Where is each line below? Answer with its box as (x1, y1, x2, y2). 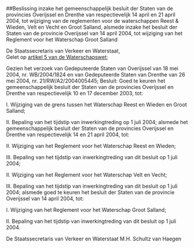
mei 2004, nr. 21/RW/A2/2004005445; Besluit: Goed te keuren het (6, 77, 165, 84)
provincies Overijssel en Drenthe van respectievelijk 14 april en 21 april (6, 11, 175, 18)
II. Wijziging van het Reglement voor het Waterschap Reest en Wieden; (6, 143, 176, 149)
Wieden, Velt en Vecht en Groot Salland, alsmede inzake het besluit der (6, 23, 178, 30)
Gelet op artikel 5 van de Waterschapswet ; (6, 54, 109, 60)
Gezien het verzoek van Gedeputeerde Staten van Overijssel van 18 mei (6, 65, 179, 72)
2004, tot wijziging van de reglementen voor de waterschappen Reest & (6, 18, 179, 24)
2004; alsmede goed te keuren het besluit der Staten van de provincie (6, 189, 175, 195)
